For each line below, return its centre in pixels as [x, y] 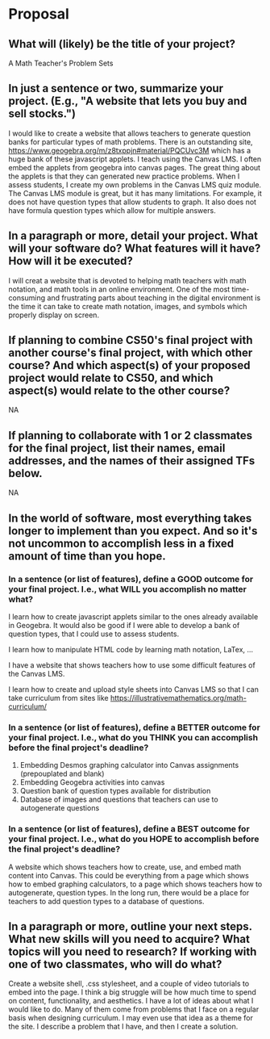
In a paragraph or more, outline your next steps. [130, 926]
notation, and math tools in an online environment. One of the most [119, 289]
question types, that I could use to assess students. [94, 634]
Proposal [39, 14]
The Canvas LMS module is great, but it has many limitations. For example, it [135, 193]
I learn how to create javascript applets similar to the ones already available [133, 616]
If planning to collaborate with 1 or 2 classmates [131, 436]
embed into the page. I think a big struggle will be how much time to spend [132, 992]
